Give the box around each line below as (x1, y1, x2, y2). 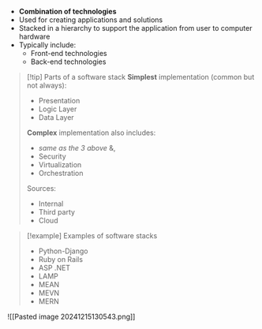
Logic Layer (38, 104, 77, 114)
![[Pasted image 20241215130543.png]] (7, 312, 136, 321)
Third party (38, 207, 76, 216)
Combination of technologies (18, 7, 117, 16)
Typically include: (18, 40, 77, 50)
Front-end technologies (30, 49, 107, 58)
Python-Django (38, 246, 88, 256)
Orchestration (38, 169, 84, 178)
